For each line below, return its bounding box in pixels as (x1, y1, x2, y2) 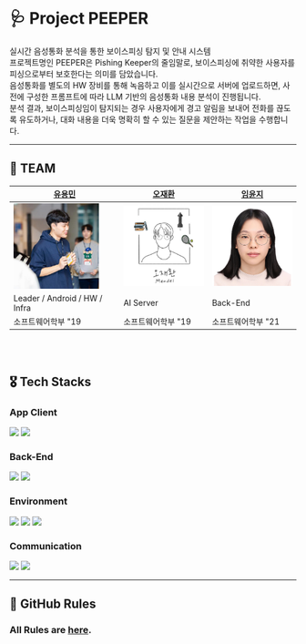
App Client (9, 405, 57, 418)
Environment (9, 495, 68, 507)
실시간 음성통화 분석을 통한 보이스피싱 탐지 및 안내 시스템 (9, 46, 211, 56)
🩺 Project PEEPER (9, 8, 148, 29)
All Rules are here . (9, 624, 92, 637)
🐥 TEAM (9, 161, 56, 177)
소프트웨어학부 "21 (211, 316, 280, 327)
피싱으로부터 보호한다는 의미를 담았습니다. (9, 68, 158, 79)
